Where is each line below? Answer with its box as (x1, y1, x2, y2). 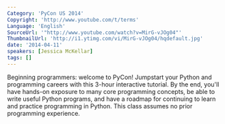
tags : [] (7, 55, 32, 61)
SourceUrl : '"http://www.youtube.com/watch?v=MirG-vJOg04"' (7, 29, 183, 36)
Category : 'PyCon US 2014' (7, 10, 84, 17)
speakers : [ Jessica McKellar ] (7, 48, 94, 55)
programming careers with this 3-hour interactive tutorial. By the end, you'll (7, 80, 220, 89)
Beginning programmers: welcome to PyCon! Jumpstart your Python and (7, 73, 212, 81)
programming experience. (7, 109, 81, 117)
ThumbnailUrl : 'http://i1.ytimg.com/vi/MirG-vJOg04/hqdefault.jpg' (7, 35, 204, 42)
